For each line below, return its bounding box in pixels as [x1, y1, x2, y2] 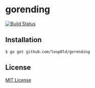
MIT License [5, 77, 32, 83]
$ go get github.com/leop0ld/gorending [5, 49, 90, 55]
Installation [5, 36, 42, 44]
